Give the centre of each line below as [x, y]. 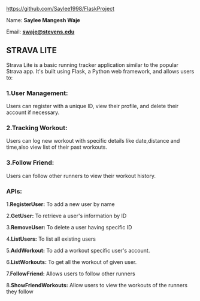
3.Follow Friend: [30, 162]
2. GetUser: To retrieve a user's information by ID [66, 216]
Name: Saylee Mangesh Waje [43, 20]
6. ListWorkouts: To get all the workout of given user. [72, 262]
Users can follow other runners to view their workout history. [81, 176]
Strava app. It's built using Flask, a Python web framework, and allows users [100, 71]
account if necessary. [33, 112]
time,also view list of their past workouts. [57, 147]
